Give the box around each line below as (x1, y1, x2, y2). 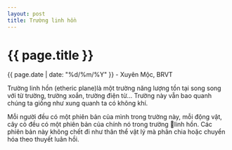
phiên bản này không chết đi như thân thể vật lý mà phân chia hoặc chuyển (7, 127, 226, 136)
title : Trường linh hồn (7, 17, 77, 24)
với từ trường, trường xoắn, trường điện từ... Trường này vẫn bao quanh (7, 92, 212, 100)
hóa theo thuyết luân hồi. (7, 135, 79, 144)
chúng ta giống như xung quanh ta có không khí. (7, 99, 148, 108)
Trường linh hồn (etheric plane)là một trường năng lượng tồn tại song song (7, 84, 221, 92)
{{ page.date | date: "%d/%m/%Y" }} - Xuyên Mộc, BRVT (7, 70, 174, 79)
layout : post (7, 10, 46, 18)
